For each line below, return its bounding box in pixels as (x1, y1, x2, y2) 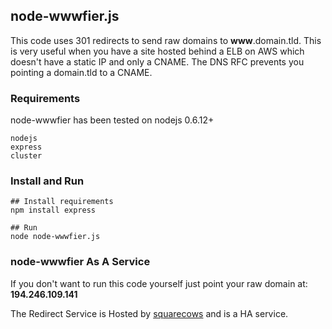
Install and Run (10, 174, 85, 188)
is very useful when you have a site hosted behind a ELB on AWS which (10, 45, 305, 57)
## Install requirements (10, 197, 114, 207)
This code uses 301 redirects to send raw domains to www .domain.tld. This (10, 34, 322, 46)
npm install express (10, 205, 97, 216)
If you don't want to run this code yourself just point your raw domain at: (10, 277, 308, 289)
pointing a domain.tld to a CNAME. (10, 66, 153, 78)
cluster (10, 151, 43, 161)
